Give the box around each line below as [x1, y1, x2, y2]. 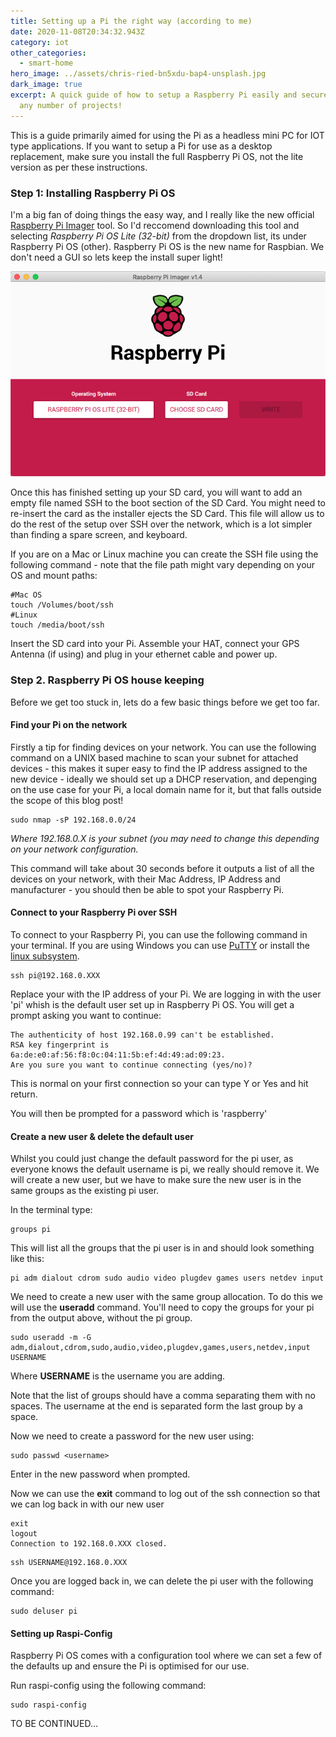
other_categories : [10, 48, 87, 58]
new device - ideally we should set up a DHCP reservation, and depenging [10, 773, 318, 785]
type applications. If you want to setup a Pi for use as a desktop [10, 140, 273, 152]
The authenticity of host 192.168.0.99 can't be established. [10, 1030, 275, 1040]
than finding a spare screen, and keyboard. [10, 529, 188, 541]
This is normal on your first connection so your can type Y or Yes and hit [10, 1077, 309, 1089]
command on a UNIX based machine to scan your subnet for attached [10, 751, 299, 764]
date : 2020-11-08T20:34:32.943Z [10, 26, 145, 37]
